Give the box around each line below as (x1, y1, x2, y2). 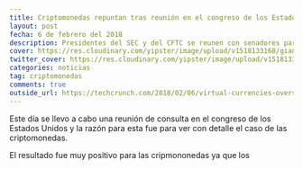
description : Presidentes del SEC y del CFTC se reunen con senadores (9, 38, 280, 48)
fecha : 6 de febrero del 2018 (9, 30, 124, 39)
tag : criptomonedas (9, 72, 83, 81)
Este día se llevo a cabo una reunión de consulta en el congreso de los (9, 113, 271, 124)
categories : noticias (9, 64, 91, 73)
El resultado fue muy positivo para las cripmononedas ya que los (9, 149, 251, 160)
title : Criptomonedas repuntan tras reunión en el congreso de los (9, 13, 269, 22)
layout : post (9, 22, 59, 31)
